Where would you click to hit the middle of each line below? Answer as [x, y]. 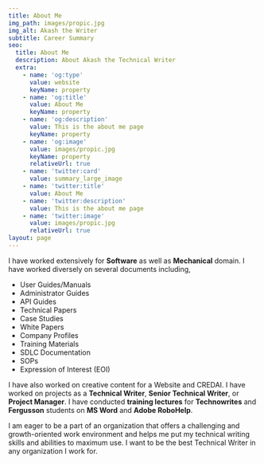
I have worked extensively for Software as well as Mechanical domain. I [126, 261]
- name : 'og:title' [55, 97]
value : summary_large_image [76, 179]
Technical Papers [48, 310]
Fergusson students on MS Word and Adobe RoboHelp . [101, 410]
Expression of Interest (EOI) [65, 369]
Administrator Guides [54, 293]
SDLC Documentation [55, 352]
